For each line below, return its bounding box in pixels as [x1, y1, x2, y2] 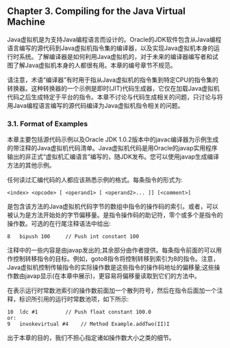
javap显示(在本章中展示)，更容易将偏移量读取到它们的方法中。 [25, 272, 201, 280]
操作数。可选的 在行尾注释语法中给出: [7, 220, 112, 228]
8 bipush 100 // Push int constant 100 [7, 233, 139, 240]
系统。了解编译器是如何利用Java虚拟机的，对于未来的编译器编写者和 [18, 52, 213, 60]
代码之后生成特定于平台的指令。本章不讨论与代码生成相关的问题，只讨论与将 [7, 93, 223, 101]
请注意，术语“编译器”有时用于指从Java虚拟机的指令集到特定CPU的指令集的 [7, 76, 219, 84]
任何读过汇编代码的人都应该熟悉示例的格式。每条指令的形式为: [7, 176, 183, 184]
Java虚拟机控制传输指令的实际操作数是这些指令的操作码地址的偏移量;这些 [7, 264, 214, 272]
